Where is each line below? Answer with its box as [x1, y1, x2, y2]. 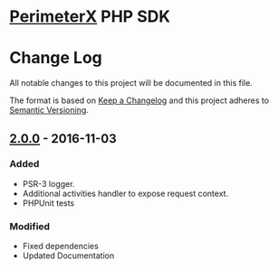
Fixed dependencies [22, 241, 100, 252]
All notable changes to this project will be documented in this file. [9, 78, 254, 88]
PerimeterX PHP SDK [9, 6, 170, 27]
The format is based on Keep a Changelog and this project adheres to [9, 95, 270, 106]
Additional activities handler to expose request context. [22, 188, 229, 199]
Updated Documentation [22, 250, 115, 261]
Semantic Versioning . [9, 105, 89, 116]
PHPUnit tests [22, 197, 75, 209]
